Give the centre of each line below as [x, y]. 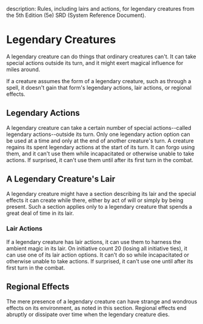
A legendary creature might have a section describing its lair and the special [101, 194]
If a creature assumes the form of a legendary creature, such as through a [99, 81]
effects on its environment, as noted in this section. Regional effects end [96, 308]
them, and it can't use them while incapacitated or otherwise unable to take [100, 154]
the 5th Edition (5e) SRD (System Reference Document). [76, 15]
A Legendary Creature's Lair [61, 179]
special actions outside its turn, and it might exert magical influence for [95, 62]
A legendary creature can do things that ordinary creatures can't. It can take [101, 56]
